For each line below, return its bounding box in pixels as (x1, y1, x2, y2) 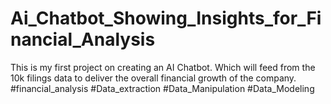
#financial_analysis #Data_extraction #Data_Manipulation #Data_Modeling (10, 82, 315, 94)
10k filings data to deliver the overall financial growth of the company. (10, 72, 297, 84)
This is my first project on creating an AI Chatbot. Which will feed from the (10, 61, 316, 73)
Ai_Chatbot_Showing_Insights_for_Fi (10, 7, 322, 30)
